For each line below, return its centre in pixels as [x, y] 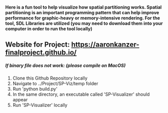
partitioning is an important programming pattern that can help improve [82, 12]
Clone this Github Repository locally [50, 78]
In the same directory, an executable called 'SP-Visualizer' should [81, 94]
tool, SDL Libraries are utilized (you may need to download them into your [84, 23]
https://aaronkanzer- [105, 44]
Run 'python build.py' [35, 89]
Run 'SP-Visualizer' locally [40, 105]
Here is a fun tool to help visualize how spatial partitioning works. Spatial [83, 7]
